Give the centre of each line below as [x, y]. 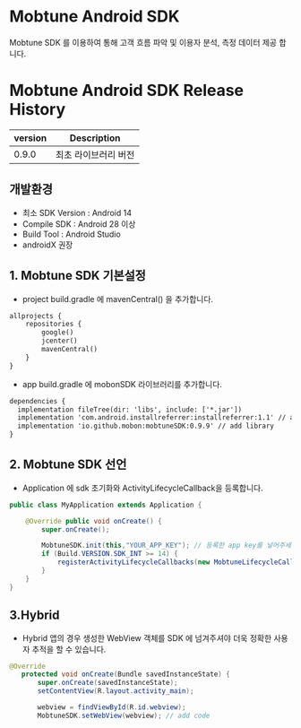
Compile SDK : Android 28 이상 [79, 224]
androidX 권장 [47, 245]
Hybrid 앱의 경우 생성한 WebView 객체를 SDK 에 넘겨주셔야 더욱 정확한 [147, 637]
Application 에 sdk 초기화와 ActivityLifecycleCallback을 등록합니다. [142, 488]
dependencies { [38, 401]
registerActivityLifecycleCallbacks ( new [133, 562]
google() [58, 333]
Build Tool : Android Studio [71, 234]
